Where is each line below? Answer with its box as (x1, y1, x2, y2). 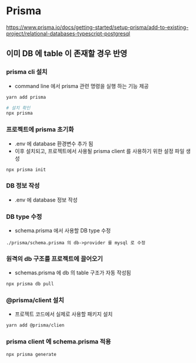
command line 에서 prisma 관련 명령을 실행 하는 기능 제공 (14, 82, 149, 89)
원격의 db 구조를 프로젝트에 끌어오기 (6, 254, 103, 262)
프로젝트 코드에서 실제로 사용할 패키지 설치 (14, 310, 113, 317)
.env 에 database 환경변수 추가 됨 (14, 140, 93, 147)
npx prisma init (6, 167, 46, 173)
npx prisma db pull (6, 281, 54, 287)
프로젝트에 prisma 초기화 (6, 125, 74, 134)
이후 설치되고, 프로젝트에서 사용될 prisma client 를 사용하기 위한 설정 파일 (14, 147, 185, 154)
